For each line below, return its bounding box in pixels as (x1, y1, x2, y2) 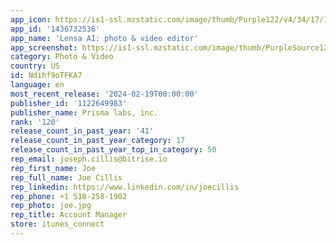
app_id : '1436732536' (10, 24, 101, 34)
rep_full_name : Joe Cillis (10, 172, 123, 183)
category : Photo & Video (10, 52, 114, 62)
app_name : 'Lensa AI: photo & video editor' (10, 33, 199, 43)
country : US (10, 61, 60, 71)
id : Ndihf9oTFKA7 (10, 71, 83, 81)
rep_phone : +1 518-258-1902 (10, 191, 128, 201)
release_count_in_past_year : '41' (10, 126, 155, 136)
